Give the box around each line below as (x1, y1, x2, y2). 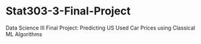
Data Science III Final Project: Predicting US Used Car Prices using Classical (5, 24, 196, 31)
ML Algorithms (5, 30, 42, 37)
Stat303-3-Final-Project (5, 4, 131, 18)
